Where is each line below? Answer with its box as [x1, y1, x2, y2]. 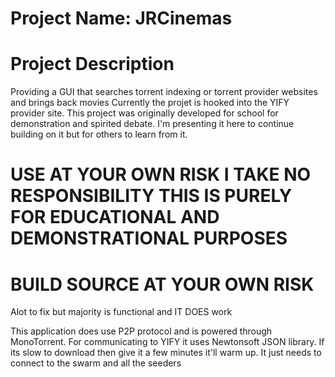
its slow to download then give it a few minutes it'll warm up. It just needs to [10, 347, 322, 359]
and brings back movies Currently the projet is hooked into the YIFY [10, 97, 290, 109]
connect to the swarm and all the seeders [10, 357, 182, 369]
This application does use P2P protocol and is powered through [10, 325, 273, 337]
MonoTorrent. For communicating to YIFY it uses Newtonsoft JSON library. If [10, 336, 325, 348]
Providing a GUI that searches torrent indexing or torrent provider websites [10, 86, 318, 98]
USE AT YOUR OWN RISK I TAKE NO [10, 163, 312, 186]
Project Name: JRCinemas [10, 7, 233, 30]
